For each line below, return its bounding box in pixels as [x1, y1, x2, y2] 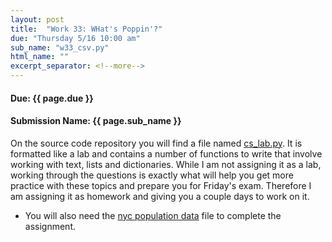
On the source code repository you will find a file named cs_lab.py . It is [10, 137, 303, 149]
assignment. [24, 220, 76, 232]
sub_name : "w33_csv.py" [10, 42, 110, 53]
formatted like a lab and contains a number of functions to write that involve [10, 147, 323, 160]
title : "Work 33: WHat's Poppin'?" [10, 24, 163, 34]
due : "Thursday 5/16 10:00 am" [10, 33, 141, 43]
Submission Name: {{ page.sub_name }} [10, 115, 182, 127]
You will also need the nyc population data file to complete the [24, 209, 282, 221]
